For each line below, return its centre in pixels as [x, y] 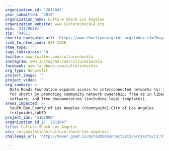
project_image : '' [24, 75]
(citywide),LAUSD [28, 113]
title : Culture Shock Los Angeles [41, 127]
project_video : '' [24, 80]
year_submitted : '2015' [30, 15]
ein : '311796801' [23, 29]
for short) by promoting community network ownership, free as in [81, 94]
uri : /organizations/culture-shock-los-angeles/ [57, 131]
